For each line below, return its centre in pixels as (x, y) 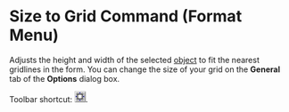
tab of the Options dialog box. (65, 78)
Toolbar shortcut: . (49, 99)
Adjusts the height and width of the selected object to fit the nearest (135, 60)
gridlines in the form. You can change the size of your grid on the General (145, 69)
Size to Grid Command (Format (126, 16)
